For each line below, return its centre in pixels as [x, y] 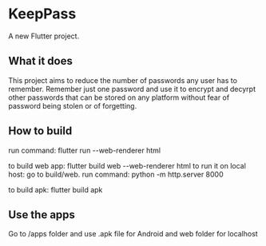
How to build [40, 131]
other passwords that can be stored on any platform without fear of [119, 97]
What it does [41, 61]
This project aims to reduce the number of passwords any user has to [123, 80]
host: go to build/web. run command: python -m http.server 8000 [116, 174]
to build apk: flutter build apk [56, 189]
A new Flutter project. [44, 36]
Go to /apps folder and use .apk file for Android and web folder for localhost [133, 234]
